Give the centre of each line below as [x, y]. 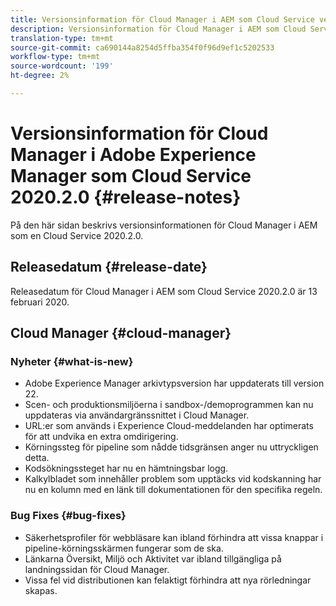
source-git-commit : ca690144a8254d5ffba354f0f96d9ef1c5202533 [142, 47]
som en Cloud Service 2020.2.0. [77, 235]
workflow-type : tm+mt [55, 57]
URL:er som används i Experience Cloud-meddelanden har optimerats [169, 426]
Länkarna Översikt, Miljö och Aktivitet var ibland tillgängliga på [153, 558]
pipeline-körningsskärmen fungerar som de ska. [124, 548]
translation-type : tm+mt [62, 38]
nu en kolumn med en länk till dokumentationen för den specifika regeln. [173, 490]
